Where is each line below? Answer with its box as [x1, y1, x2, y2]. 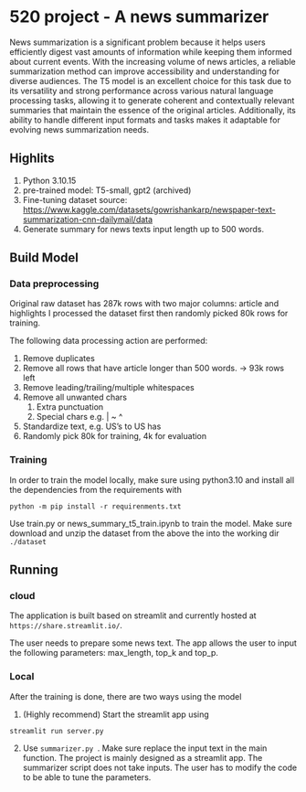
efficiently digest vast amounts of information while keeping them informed [9, 46, 292, 57]
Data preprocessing [9, 277, 100, 290]
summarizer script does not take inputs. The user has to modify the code [22, 762, 298, 773]
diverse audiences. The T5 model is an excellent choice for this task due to [9, 75, 292, 86]
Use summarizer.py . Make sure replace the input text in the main [22, 743, 268, 754]
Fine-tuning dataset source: [22, 194, 128, 205]
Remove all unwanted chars [22, 391, 128, 403]
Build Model [9, 250, 79, 266]
